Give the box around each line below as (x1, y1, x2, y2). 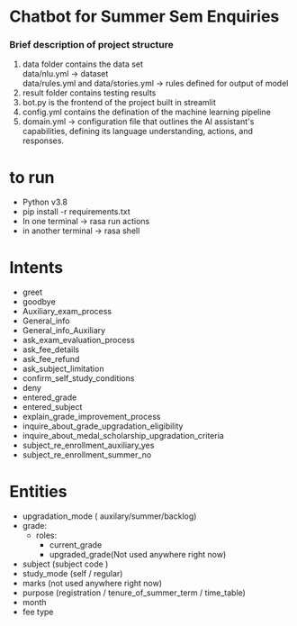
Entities (9, 481, 67, 502)
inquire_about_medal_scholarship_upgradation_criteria (22, 431, 225, 441)
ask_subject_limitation (22, 363, 104, 375)
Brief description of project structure (9, 39, 174, 51)
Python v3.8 (22, 196, 67, 208)
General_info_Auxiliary (22, 325, 106, 336)
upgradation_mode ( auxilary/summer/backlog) (22, 511, 197, 522)
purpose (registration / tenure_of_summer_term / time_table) (22, 587, 246, 598)
